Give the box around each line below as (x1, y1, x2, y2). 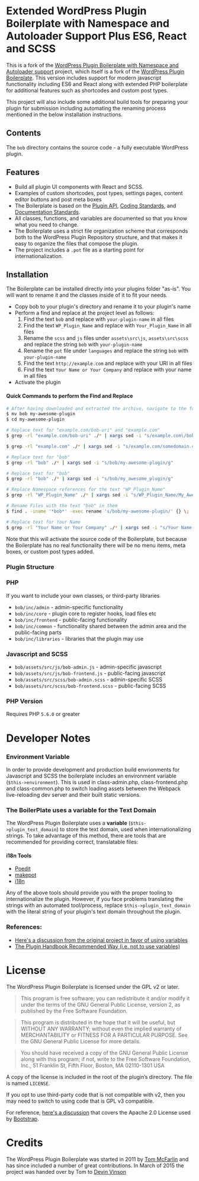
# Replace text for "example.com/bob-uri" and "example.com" (6, 427, 161, 434)
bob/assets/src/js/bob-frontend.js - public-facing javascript (14, 670, 166, 677)
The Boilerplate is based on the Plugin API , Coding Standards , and (14, 202, 176, 209)
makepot (14, 871, 37, 878)
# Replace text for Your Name (6, 519, 81, 525)
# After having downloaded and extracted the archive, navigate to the (6, 405, 187, 412)
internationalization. (14, 252, 63, 259)
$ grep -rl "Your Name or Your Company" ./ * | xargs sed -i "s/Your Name (6, 524, 192, 530)
